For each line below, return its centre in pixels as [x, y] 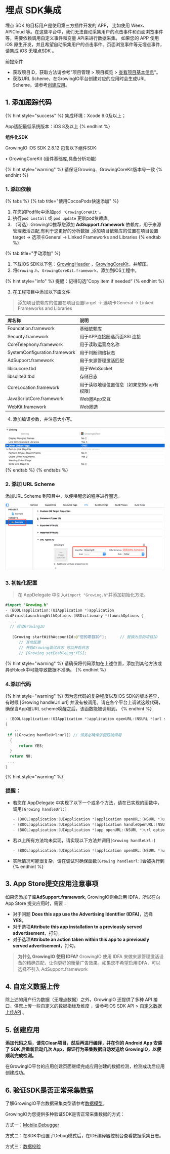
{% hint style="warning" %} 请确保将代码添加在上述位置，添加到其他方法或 [84, 663]
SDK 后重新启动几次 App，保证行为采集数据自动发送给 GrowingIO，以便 [86, 1049]
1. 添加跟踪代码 [29, 103]
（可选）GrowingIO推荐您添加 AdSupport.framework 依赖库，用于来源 [87, 225]
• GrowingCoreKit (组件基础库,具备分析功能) [51, 158]
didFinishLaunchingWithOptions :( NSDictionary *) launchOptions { [74, 616]
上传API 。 [16, 1012]
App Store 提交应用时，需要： [36, 903]
